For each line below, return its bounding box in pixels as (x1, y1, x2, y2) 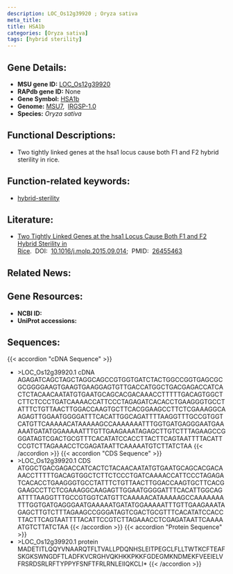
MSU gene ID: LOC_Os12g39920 (17, 80, 111, 88)
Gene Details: (7, 62, 67, 73)
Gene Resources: (7, 290, 83, 302)
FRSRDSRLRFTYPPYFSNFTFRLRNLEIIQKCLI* (17, 559, 148, 568)
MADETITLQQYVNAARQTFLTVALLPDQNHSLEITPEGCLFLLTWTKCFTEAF (17, 545, 225, 553)
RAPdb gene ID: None (17, 87, 81, 96)
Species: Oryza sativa (17, 109, 82, 118)
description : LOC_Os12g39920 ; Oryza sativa (7, 10, 138, 17)
